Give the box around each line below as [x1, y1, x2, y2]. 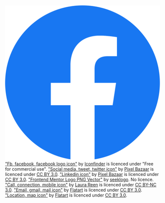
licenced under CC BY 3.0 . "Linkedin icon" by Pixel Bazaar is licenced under [5, 172, 159, 177]
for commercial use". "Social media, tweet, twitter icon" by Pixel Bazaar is [5, 166, 154, 172]
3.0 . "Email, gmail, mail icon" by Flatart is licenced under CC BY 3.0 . [5, 187, 142, 193]
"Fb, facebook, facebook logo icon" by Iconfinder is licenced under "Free [5, 161, 154, 167]
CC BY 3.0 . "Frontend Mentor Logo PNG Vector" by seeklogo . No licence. [5, 176, 154, 182]
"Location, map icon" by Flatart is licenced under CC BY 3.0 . [5, 192, 128, 198]
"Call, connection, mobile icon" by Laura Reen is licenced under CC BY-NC [5, 182, 157, 187]
